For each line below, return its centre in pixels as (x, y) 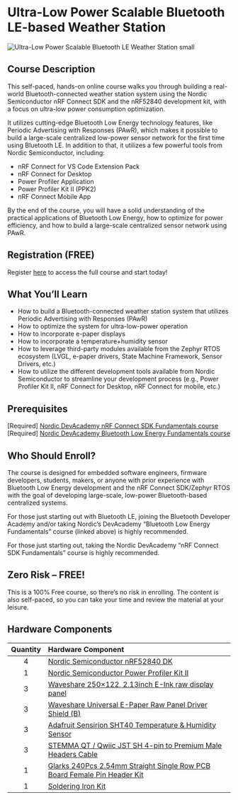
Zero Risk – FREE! (46, 575)
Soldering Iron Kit (77, 786)
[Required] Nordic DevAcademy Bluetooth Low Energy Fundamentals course (119, 433)
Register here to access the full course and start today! (87, 272)
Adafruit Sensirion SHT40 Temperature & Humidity (132, 725)
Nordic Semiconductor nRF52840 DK (110, 661)
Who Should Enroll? (52, 456)
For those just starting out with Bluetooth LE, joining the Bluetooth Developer (119, 516)
